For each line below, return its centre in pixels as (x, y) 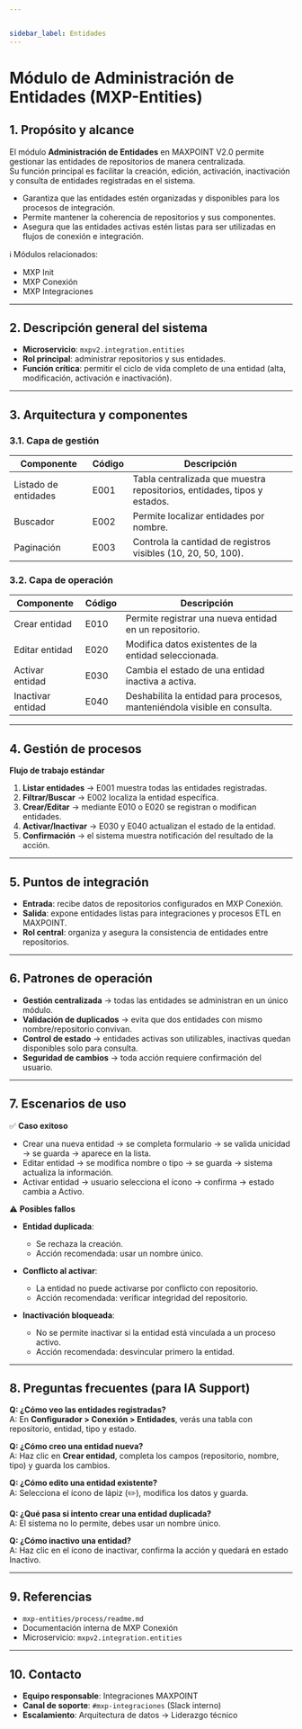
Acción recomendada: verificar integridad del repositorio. (142, 1297)
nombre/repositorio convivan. (77, 1029)
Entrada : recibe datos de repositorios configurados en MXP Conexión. (152, 904)
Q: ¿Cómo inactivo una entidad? (71, 1541)
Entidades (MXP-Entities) (106, 97)
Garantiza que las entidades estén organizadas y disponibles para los (151, 198)
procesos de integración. (68, 207)
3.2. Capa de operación (62, 580)
